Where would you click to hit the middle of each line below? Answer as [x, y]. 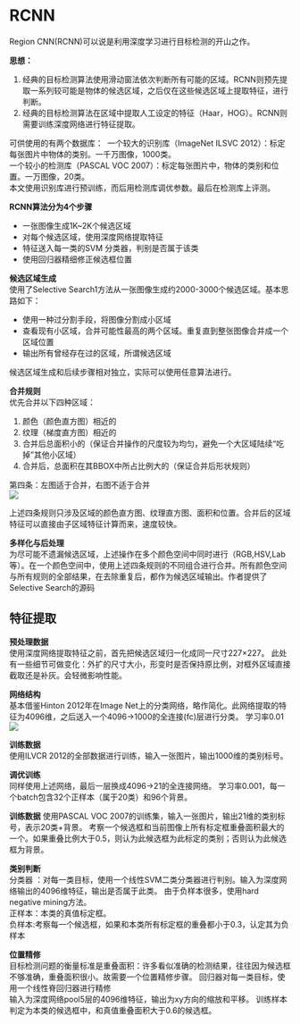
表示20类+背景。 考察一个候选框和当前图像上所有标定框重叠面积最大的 [154, 827]
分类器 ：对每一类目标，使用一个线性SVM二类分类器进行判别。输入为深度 [144, 879]
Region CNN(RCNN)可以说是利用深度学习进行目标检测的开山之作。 [132, 41]
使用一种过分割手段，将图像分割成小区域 [96, 319]
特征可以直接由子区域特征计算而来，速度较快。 [95, 524]
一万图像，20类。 [57, 176]
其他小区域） [57, 454]
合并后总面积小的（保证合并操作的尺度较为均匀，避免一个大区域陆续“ [149, 443]
